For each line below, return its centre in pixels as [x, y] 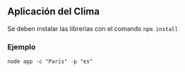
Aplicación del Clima [54, 12]
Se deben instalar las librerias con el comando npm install [93, 28]
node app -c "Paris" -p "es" [50, 62]
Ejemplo [22, 47]
